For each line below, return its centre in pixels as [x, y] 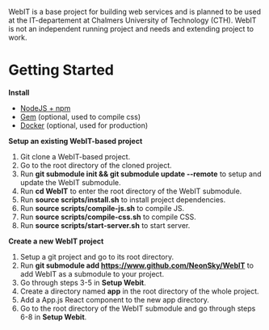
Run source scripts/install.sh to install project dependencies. [123, 199]
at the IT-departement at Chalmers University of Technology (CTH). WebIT [132, 20]
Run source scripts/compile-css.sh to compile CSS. [108, 217]
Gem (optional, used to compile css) [80, 116]
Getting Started [61, 70]
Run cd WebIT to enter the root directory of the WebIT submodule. [131, 191]
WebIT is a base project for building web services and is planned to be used [134, 12]
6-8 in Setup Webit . [53, 317]
